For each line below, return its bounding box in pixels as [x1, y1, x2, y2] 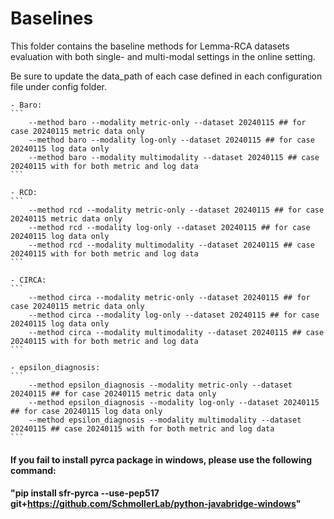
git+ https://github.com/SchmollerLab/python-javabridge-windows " [10, 498, 302, 510]
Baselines [10, 7, 94, 30]
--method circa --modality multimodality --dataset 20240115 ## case [28, 327, 325, 337]
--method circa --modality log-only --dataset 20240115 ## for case [28, 310, 320, 320]
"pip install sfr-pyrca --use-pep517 [10, 487, 160, 499]
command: [10, 464, 57, 476]
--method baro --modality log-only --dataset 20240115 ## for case [28, 135, 315, 145]
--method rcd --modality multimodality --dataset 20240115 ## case [28, 240, 315, 250]
